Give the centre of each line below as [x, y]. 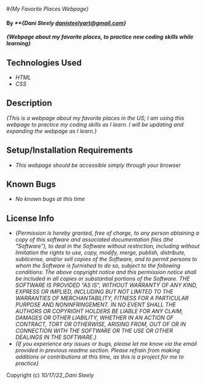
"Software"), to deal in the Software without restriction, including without [107, 246]
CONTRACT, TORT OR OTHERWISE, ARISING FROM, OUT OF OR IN [100, 324]
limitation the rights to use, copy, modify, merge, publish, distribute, [100, 253]
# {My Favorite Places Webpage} [48, 9]
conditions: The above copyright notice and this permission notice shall [106, 272]
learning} [19, 44]
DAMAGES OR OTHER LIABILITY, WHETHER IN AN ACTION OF [94, 318]
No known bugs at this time [50, 199]
